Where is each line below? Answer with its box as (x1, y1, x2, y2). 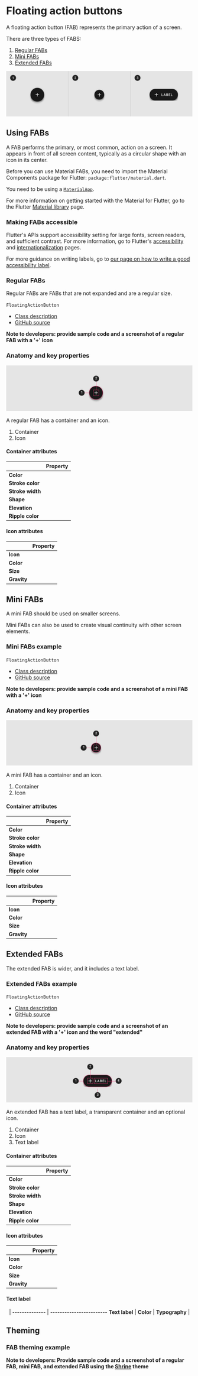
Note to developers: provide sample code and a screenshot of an (6, 1023, 168, 1030)
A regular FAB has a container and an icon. (6, 417, 111, 424)
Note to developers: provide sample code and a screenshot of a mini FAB (6, 685, 188, 692)
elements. (6, 628, 31, 635)
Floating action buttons (6, 4, 123, 18)
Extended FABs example (6, 979, 77, 988)
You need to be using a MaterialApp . (6, 185, 95, 193)
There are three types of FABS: (6, 35, 82, 42)
